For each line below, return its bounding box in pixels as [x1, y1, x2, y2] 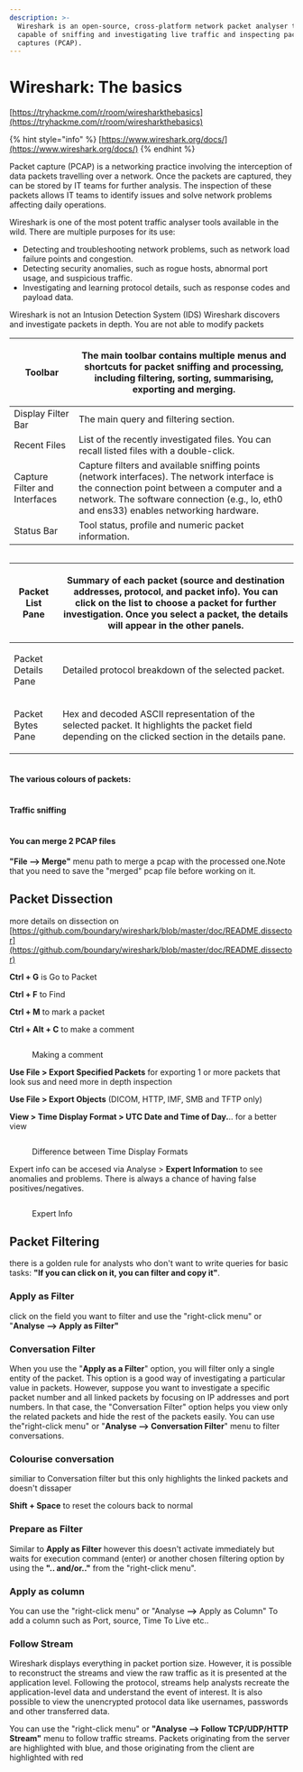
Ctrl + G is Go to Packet [9, 971, 97, 982]
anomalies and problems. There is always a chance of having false [9, 1173, 257, 1184]
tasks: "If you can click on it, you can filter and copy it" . [9, 1268, 221, 1279]
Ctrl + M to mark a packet [9, 1006, 106, 1017]
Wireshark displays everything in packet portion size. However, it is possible [9, 1658, 292, 1669]
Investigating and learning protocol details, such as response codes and [22, 282, 290, 293]
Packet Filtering [9, 1235, 100, 1249]
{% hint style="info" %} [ [9, 134, 102, 145]
